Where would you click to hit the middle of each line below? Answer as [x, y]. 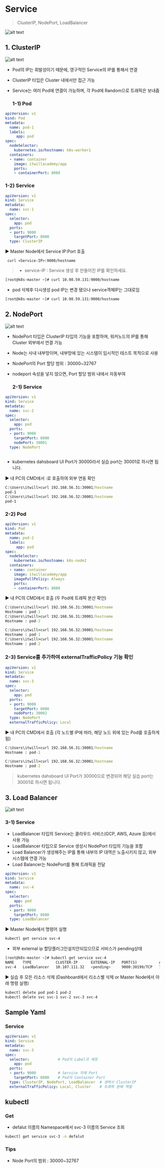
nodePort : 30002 [31, 713]
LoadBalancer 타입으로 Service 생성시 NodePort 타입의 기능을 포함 [78, 846]
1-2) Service [20, 186]
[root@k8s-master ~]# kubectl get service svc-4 [56, 958]
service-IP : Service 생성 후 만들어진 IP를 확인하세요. [76, 271]
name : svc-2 [22, 411]
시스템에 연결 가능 [29, 858]
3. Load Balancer [31, 797]
